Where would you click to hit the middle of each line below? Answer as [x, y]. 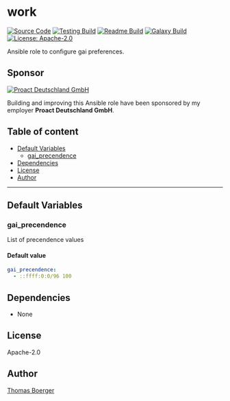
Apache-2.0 [24, 352]
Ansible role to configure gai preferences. [66, 51]
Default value [27, 255]
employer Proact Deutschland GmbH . [61, 110]
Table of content [43, 132]
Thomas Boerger [31, 390]
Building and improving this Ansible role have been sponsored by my [104, 103]
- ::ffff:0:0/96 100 [42, 276]
